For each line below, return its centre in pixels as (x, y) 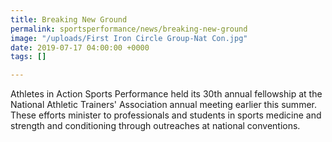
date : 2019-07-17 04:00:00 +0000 (80, 47)
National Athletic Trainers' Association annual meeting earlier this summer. (163, 105)
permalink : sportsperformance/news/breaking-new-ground (129, 29)
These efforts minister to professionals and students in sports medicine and (166, 115)
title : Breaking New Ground (69, 19)
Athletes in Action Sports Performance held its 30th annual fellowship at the (166, 94)
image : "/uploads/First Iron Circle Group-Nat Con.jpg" (129, 38)
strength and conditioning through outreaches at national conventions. (155, 126)
